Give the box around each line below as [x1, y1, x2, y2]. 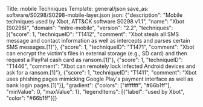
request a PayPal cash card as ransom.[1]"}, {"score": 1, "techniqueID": [6, 57, 183, 63]
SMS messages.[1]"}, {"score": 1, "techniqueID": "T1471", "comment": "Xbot [6, 43, 195, 50]
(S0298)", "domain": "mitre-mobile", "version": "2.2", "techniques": [6, 24, 173, 31]
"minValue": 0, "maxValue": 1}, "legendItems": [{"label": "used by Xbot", [6, 88, 185, 95]
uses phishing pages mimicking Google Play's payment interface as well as [6, 75, 193, 82]
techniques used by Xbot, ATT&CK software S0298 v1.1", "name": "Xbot [6, 18, 184, 25]
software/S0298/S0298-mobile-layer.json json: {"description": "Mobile [6, 11, 183, 19]
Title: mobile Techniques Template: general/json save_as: [6, 5, 149, 12]
